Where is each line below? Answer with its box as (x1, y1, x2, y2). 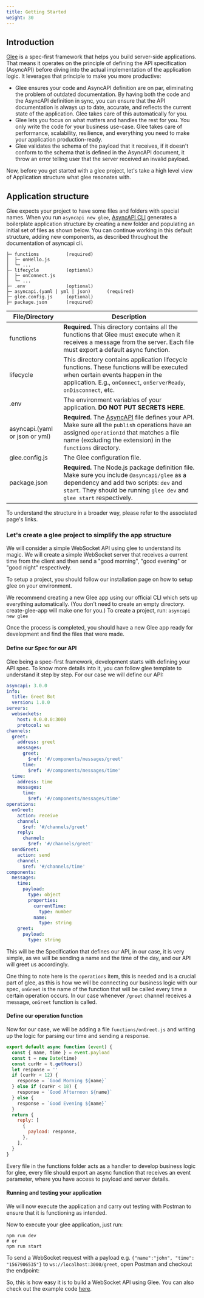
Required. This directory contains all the (63, 323, 178, 331)
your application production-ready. (15, 136, 103, 143)
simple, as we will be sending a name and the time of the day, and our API (6, 954, 191, 961)
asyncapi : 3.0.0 (6, 682, 47, 688)
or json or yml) (9, 432, 51, 441)
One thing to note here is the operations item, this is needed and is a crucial (6, 972, 196, 980)
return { (12, 1111, 34, 1118)
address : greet (17, 739, 56, 745)
